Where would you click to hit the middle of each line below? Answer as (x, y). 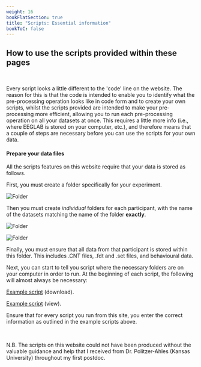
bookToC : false (25, 29)
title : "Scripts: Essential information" (59, 23)
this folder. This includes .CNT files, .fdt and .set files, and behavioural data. (100, 256)
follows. (16, 173)
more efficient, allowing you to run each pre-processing (104, 114)
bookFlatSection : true (34, 17)
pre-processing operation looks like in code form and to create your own (96, 101)
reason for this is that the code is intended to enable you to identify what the (100, 95)
